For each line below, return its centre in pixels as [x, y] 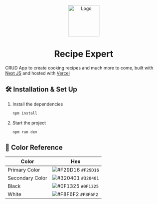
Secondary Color [27, 178]
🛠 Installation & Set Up [41, 89]
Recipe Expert [84, 54]
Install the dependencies [38, 104]
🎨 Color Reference [34, 147]
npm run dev [25, 132]
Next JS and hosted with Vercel [37, 73]
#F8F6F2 [89, 195]
